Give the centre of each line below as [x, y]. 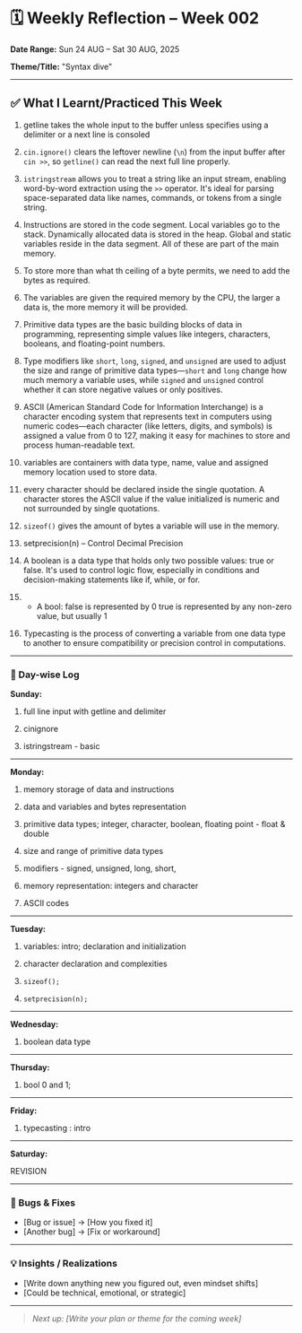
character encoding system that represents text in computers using [147, 416]
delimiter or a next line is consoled [86, 134]
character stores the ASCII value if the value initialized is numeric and [151, 499]
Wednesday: [35, 1024]
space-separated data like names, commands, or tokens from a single [152, 197]
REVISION [29, 1172]
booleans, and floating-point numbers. [94, 344]
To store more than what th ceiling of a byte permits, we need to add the [156, 270]
